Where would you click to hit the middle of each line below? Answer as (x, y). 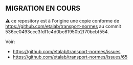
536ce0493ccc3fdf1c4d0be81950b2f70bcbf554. (57, 31)
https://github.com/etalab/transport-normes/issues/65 (70, 57)
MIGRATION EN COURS (43, 8)
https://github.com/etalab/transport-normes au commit (63, 26)
